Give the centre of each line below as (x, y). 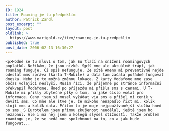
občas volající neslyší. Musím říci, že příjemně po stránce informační (83, 83)
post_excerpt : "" (24, 24)
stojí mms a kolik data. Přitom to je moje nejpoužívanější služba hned (83, 106)
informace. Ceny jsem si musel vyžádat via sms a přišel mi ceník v (79, 97)
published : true (22, 43)
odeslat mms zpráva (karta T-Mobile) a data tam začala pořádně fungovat (85, 75)
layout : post (19, 29)
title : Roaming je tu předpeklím (40, 15)
